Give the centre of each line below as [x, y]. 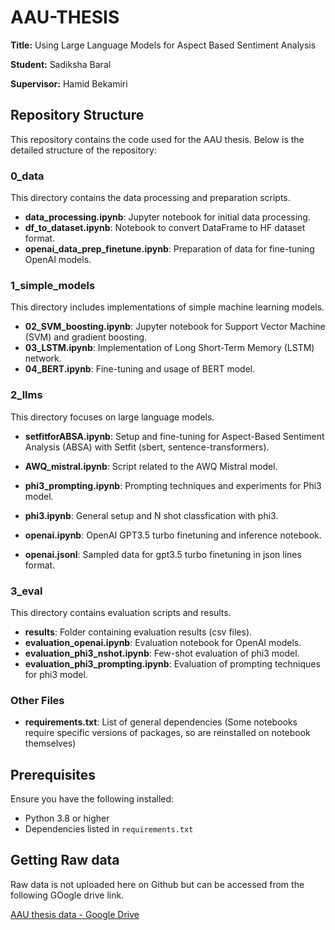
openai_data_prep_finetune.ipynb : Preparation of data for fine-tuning [169, 249]
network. [43, 358]
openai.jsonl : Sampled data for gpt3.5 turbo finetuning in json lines [163, 554]
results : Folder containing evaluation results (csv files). [138, 632]
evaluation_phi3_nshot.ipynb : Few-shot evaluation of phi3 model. [162, 653]
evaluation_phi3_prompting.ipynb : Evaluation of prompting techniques [172, 663]
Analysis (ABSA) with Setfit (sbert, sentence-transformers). [147, 447]
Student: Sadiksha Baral [61, 64]
